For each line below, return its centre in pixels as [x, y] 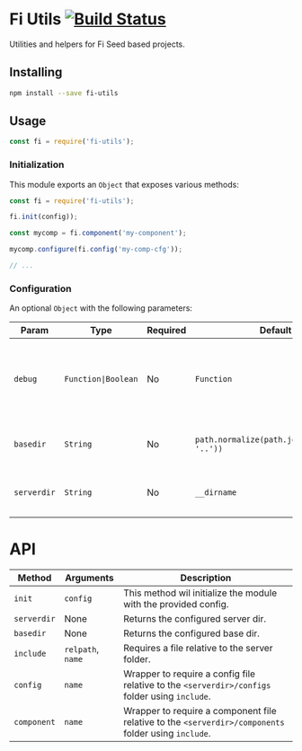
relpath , [82, 649]
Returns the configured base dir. [192, 633]
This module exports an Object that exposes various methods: [124, 184]
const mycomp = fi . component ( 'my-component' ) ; [98, 234]
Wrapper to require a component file [200, 711]
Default [275, 331]
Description [206, 578]
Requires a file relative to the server [198, 649]
